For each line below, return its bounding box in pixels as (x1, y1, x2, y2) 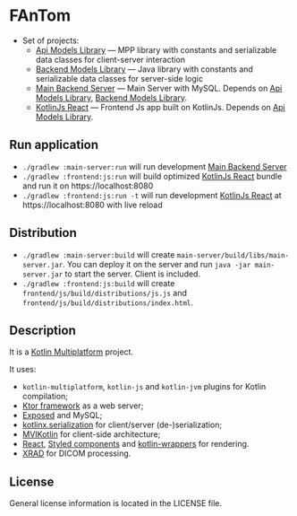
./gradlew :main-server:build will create (21, 249, 175, 260)
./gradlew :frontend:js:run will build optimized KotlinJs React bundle (21, 171, 283, 181)
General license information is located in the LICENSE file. (9, 498, 222, 509)
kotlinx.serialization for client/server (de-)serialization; (21, 419, 222, 431)
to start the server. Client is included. (64, 268, 201, 279)
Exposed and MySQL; (21, 410, 103, 421)
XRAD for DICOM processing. (21, 448, 132, 459)
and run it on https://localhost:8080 (21, 180, 154, 191)
